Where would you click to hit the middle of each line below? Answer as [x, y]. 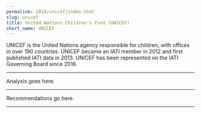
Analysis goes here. [31, 81]
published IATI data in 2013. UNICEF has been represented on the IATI [92, 58]
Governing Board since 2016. [42, 64]
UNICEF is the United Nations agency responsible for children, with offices [98, 45]
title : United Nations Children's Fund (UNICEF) [68, 23]
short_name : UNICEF [31, 28]
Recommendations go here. [40, 98]
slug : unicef [22, 17]
